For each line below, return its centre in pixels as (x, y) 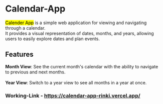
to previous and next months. (35, 72)
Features (19, 55)
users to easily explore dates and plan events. (53, 39)
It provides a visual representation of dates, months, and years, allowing (79, 33)
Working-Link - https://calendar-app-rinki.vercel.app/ (73, 95)
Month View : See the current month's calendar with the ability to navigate (82, 66)
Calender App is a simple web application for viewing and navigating (76, 23)
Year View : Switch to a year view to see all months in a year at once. (76, 82)
